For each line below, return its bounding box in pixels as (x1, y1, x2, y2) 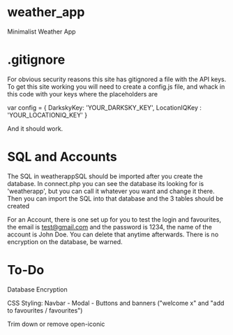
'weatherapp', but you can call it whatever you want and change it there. (7, 187, 215, 195)
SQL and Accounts (7, 149, 117, 165)
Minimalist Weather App (7, 27, 76, 36)
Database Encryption (7, 285, 68, 294)
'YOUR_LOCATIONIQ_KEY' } (7, 111, 88, 119)
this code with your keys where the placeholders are (7, 90, 158, 98)
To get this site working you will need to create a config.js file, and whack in (7, 82, 225, 91)
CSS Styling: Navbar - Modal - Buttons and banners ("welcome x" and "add (7, 299, 225, 307)
